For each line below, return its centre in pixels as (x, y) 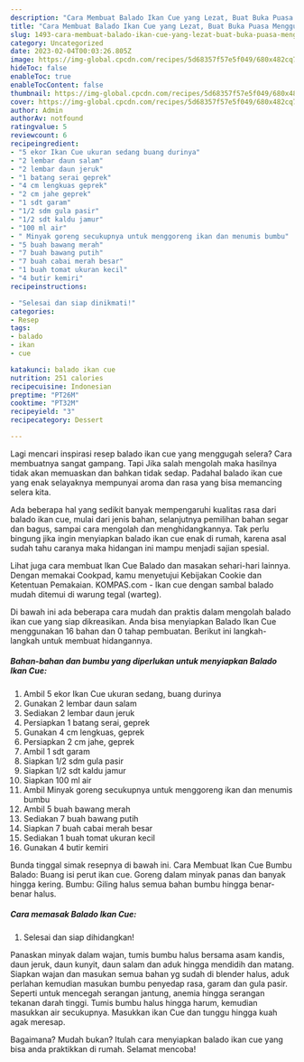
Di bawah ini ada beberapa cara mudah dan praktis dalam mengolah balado (151, 612)
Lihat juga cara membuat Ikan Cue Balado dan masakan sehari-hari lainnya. (151, 565)
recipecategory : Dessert (57, 420)
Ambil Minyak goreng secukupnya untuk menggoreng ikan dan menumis (158, 789)
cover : (23, 102)
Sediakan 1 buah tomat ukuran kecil (89, 838)
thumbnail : (31, 93)
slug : (20, 34)
